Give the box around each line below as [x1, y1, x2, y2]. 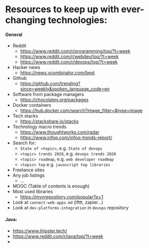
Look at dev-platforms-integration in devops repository [12, 205, 129, 211]
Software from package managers [12, 91, 85, 98]
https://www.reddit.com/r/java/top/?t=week [12, 233, 104, 239]
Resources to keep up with [5, 4, 120, 15]
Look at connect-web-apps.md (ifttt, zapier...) [12, 199, 103, 205]
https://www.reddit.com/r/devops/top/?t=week [20, 59, 118, 65]
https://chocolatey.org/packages [20, 97, 89, 103]
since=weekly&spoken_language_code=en [20, 86, 110, 92]
